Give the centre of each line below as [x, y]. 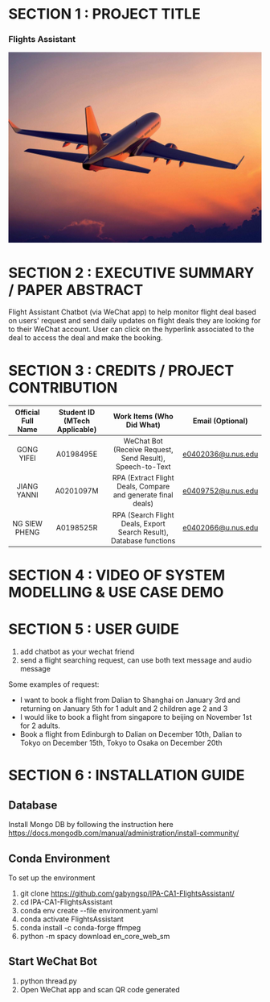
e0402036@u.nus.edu [221, 454]
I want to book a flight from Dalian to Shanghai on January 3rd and [130, 700]
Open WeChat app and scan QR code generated [100, 989]
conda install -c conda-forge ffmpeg [80, 928]
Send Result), [143, 458]
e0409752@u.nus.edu [221, 491]
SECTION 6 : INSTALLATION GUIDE [127, 775]
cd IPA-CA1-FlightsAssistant [66, 902]
